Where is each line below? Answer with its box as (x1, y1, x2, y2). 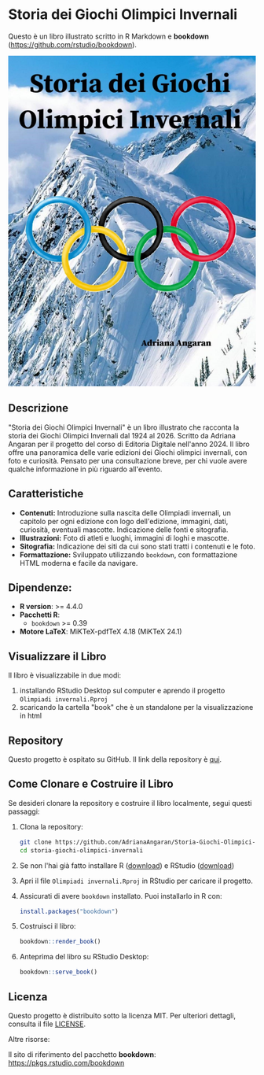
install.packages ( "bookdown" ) (19, 907, 119, 915)
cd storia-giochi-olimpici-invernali (19, 846, 144, 855)
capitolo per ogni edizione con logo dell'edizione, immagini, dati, (19, 516, 229, 526)
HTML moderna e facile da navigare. (19, 558, 138, 567)
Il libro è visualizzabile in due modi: (8, 670, 122, 680)
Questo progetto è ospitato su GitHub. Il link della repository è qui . (8, 755, 222, 764)
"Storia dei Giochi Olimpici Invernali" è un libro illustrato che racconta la (8, 423, 240, 432)
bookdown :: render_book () (19, 938, 101, 946)
